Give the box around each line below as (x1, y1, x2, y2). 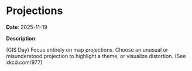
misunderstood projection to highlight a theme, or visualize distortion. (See (6, 52, 186, 59)
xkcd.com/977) (6, 59, 43, 66)
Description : (6, 35, 37, 42)
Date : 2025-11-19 (6, 23, 48, 31)
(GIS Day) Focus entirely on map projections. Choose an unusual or (6, 46, 169, 53)
